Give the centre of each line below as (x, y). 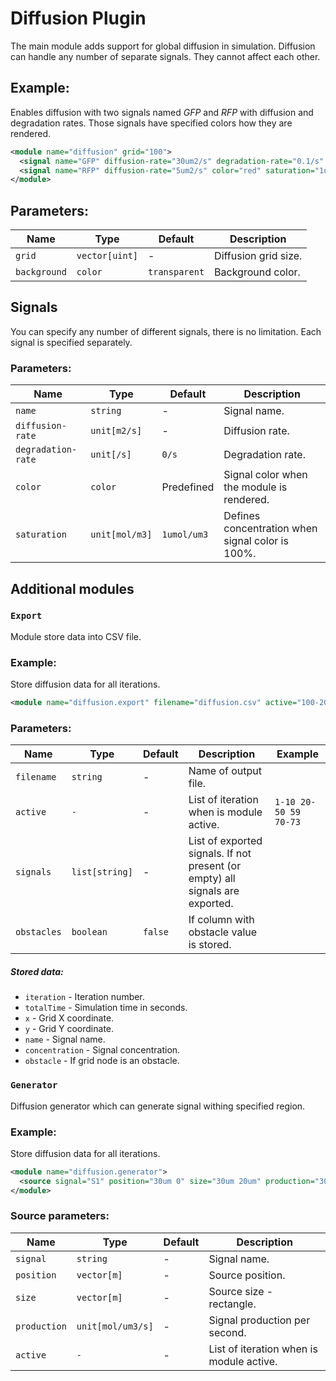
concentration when (270, 529)
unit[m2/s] (116, 431)
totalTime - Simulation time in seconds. (106, 1008)
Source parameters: (60, 1216)
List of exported (225, 841)
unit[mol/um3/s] (115, 1326)
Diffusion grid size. (258, 256)
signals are (214, 891)
